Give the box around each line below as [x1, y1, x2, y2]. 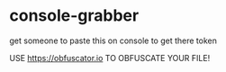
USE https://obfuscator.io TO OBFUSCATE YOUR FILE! [9, 52, 211, 63]
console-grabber [9, 5, 140, 26]
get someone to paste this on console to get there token [9, 35, 218, 46]
